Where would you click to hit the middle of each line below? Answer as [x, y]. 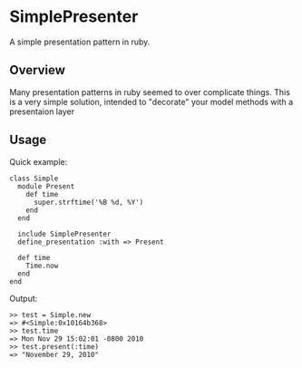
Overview [38, 70]
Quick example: [39, 161]
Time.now [42, 266]
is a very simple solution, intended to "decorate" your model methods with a [151, 102]
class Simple [34, 179]
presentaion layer [42, 111]
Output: [24, 298]
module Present [46, 186]
